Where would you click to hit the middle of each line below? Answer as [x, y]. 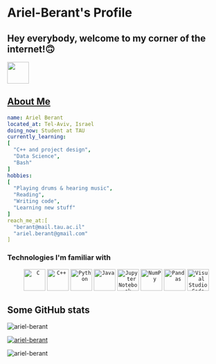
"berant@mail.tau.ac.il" [49, 227]
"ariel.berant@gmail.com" [51, 233]
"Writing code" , [37, 201]
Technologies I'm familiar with [59, 257]
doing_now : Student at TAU [46, 130]
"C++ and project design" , [52, 150]
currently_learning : [37, 137]
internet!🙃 [31, 49]
